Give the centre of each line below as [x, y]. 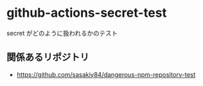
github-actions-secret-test [87, 13]
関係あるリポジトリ [48, 57]
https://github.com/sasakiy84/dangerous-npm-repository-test [106, 74]
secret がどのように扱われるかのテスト [62, 33]
